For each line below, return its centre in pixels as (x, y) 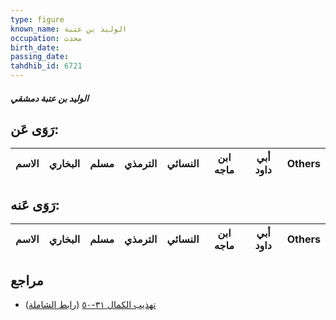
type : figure (37, 19)
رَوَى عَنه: (35, 204)
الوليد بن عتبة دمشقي (50, 98)
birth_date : (35, 47)
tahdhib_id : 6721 (46, 66)
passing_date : (40, 57)
